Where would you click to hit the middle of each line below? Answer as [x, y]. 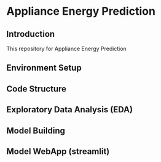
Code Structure [36, 89]
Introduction [31, 34]
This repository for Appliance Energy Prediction [67, 48]
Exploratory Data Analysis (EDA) [70, 110]
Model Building [36, 130]
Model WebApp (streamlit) [58, 151]
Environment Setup [44, 68]
